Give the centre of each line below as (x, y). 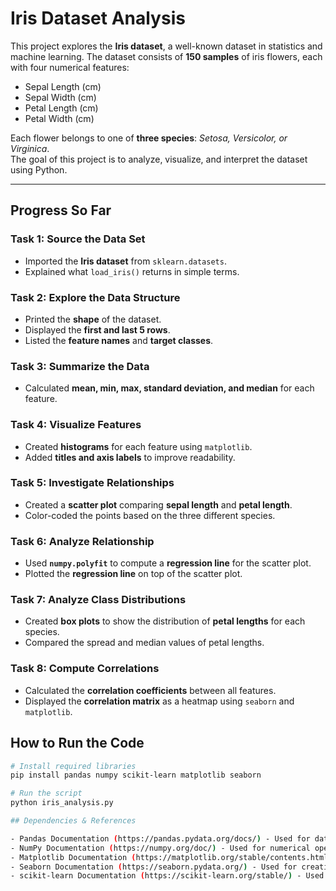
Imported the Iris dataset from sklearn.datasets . (125, 261)
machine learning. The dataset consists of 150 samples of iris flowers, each (166, 56)
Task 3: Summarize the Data (80, 366)
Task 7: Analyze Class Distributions (98, 600)
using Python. (39, 169)
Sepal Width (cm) (60, 97)
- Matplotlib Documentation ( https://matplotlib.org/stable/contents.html (169, 857)
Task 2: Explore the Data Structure (95, 297)
